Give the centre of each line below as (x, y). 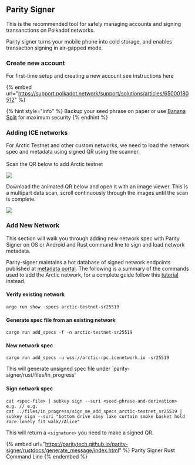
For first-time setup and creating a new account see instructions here (90, 76)
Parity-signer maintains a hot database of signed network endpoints (88, 262)
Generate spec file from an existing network (61, 320)
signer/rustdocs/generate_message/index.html (63, 450)
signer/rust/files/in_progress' (41, 375)
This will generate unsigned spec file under (58, 369)
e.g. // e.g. (22, 406)
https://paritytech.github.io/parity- (86, 444)
